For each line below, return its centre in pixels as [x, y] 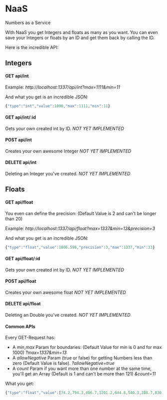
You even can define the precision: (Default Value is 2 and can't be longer [81, 213]
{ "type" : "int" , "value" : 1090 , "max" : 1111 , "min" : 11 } [58, 106]
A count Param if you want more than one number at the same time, [82, 368]
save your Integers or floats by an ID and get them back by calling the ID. [80, 38]
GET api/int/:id [21, 117]
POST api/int [19, 140]
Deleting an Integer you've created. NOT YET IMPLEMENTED [68, 174]
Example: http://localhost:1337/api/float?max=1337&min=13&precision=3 [80, 228]
